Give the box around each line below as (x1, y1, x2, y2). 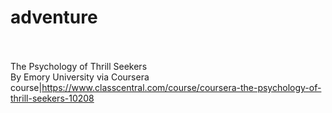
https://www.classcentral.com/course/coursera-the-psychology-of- (41, 81, 322, 93)
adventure (10, 6, 98, 29)
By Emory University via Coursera (10, 71, 150, 83)
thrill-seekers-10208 (10, 92, 95, 104)
